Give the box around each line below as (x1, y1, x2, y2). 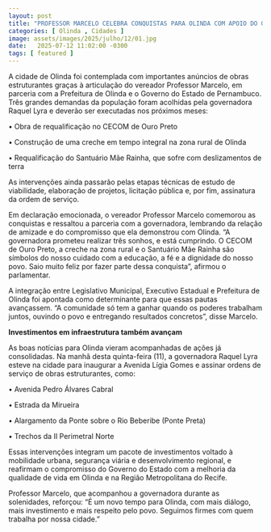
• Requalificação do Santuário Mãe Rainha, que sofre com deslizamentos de (8, 153, 262, 163)
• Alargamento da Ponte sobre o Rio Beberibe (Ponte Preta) (8, 416, 206, 425)
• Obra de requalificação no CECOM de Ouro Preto (8, 122, 178, 131)
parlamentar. (8, 270, 51, 280)
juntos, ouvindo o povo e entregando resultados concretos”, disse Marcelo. (8, 312, 258, 321)
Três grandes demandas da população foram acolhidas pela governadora (8, 98, 252, 107)
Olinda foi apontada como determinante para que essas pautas (8, 294, 218, 304)
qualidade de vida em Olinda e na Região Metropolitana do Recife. (8, 473, 228, 482)
